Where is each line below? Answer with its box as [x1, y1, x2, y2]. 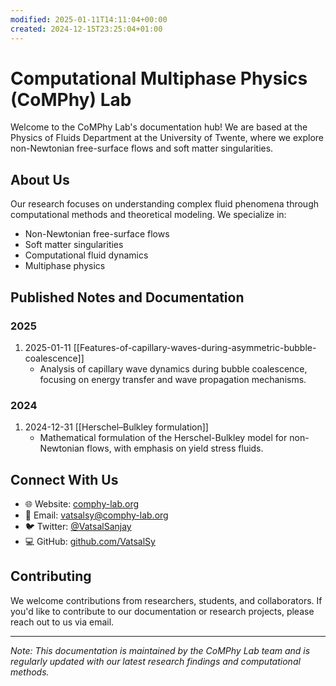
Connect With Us [10, 471, 119, 488]
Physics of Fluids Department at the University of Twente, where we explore [10, 132, 325, 144]
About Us [10, 171, 70, 188]
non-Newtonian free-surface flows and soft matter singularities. [10, 142, 274, 155]
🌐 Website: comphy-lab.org [24, 498, 140, 510]
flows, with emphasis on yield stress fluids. [86, 442, 264, 455]
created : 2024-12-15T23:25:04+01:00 [10, 24, 163, 34]
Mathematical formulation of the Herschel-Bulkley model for [39, 432, 288, 444]
